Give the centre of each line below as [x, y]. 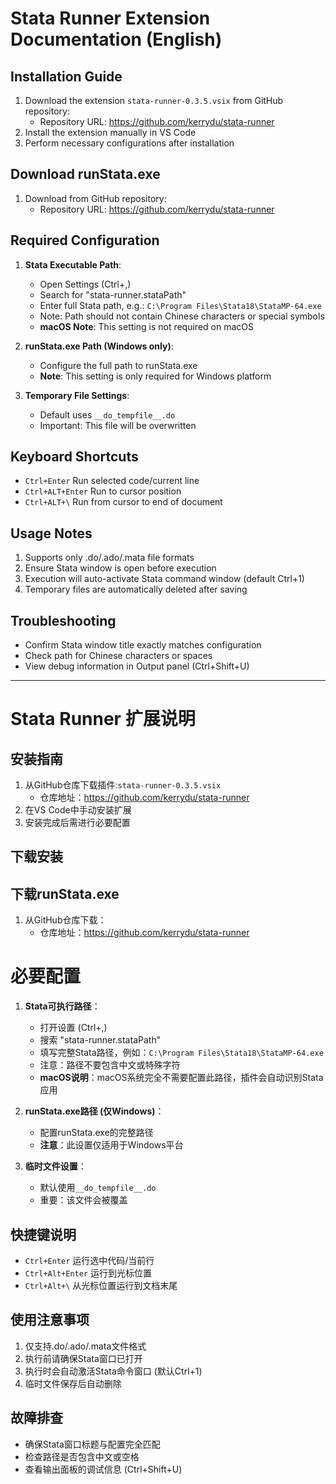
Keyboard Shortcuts [74, 457]
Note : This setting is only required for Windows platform [155, 376]
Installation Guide [66, 76]
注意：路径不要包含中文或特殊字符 [110, 1065]
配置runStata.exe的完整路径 [96, 1133]
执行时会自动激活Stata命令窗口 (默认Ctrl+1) [113, 1371]
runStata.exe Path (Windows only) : [99, 346]
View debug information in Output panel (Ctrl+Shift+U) [137, 666]
